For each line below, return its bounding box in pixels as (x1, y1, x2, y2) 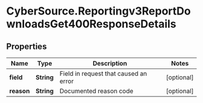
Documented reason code (59, 87, 134, 95)
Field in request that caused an (59, 70, 147, 78)
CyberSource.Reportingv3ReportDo (6, 4, 192, 18)
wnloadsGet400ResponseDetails (6, 17, 176, 31)
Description (92, 59, 127, 67)
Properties (6, 41, 47, 51)
